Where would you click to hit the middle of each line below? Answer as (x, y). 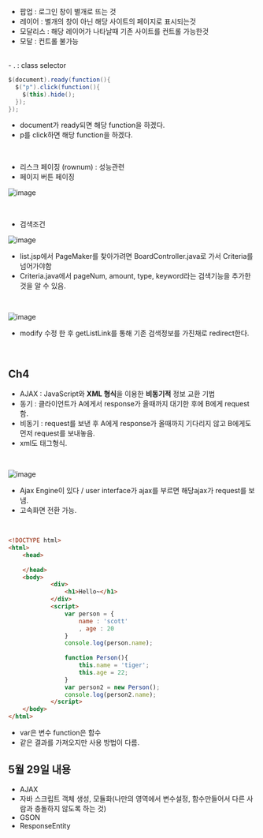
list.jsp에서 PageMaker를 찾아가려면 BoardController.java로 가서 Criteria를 (136, 256)
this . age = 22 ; (103, 672)
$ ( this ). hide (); (49, 94)
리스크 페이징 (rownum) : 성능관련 (72, 167)
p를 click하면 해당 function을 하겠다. (76, 135)
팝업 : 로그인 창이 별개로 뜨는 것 (68, 11)
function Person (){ (96, 658)
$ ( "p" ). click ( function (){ (58, 87)
